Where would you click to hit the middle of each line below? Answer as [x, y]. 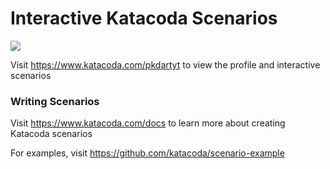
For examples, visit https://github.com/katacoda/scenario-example [147, 153]
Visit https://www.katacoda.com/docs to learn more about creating [148, 123]
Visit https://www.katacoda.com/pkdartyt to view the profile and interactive [165, 64]
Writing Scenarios [55, 101]
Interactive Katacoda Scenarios [144, 18]
